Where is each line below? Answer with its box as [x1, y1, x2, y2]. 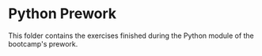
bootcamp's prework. [8, 39, 78, 48]
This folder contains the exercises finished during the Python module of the [8, 31, 255, 40]
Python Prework [8, 5, 117, 23]
